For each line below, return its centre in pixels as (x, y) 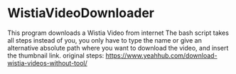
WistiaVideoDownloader (81, 13)
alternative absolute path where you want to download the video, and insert (118, 48)
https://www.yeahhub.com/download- (162, 55)
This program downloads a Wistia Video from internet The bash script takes (118, 33)
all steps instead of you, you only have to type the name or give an (105, 40)
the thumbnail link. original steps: (56, 55)
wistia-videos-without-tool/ (47, 63)
